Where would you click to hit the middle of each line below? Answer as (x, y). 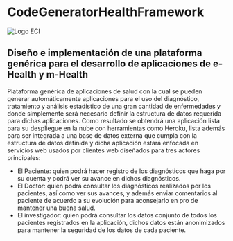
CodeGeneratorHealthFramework (106, 12)
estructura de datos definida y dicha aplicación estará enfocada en (103, 143)
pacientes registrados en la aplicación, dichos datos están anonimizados (121, 222)
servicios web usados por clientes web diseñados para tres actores (104, 150)
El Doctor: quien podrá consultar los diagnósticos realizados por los (114, 186)
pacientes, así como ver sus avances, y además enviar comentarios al (117, 193)
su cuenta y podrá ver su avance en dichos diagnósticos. (99, 178)
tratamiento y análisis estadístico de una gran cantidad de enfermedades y (114, 106)
